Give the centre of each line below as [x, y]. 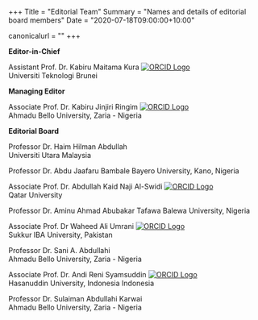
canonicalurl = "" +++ [44, 36]
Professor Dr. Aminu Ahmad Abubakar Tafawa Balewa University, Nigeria [129, 210]
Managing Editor [37, 91]
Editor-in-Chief [34, 51]
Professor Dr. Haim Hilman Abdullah [68, 147]
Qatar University [35, 195]
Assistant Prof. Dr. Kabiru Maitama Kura [74, 67]
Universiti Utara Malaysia [50, 155]
